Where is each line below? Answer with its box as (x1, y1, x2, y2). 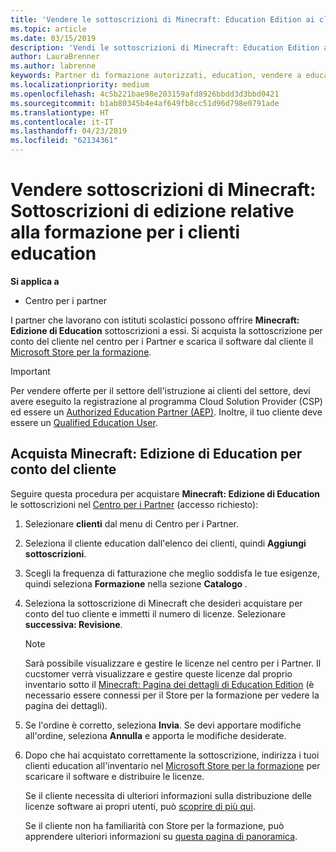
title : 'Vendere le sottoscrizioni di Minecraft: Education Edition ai (10, 14, 315, 25)
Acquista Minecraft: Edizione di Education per (10, 446, 303, 463)
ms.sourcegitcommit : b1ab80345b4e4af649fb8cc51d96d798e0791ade (10, 98, 280, 108)
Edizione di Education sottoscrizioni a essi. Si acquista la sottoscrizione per (10, 324, 323, 336)
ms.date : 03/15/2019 (10, 33, 97, 43)
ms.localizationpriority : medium (10, 80, 150, 90)
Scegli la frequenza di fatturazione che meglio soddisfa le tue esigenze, (24, 567, 320, 579)
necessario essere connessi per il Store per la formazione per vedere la (24, 689, 320, 701)
